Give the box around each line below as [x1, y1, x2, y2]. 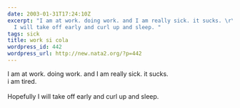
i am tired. [7, 77, 37, 85]
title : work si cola [7, 37, 69, 44]
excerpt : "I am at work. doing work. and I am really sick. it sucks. [7, 17, 222, 24]
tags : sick [7, 30, 40, 38]
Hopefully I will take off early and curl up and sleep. [7, 92, 159, 100]
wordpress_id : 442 [7, 43, 62, 50]
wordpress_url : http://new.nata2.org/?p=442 [7, 50, 142, 58]
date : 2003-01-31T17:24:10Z [7, 10, 91, 18]
